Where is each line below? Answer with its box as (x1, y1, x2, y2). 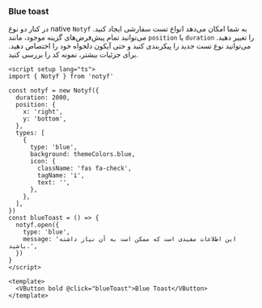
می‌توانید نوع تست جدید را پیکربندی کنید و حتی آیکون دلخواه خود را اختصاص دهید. (8, 41, 251, 51)
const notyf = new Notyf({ (8, 86, 99, 95)
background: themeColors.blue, (29, 150, 136, 158)
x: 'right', (23, 108, 63, 116)
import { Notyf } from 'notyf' (8, 73, 114, 81)
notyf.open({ (15, 221, 60, 230)
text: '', (37, 179, 70, 187)
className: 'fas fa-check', (37, 164, 132, 173)
